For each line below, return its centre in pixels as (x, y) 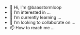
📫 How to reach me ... (32, 28)
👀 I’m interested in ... (30, 12)
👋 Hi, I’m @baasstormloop (36, 7)
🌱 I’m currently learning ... (35, 17)
